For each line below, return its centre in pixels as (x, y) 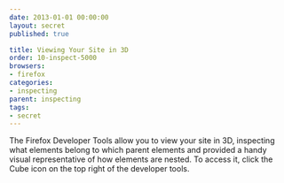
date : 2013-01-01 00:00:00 (59, 17)
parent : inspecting (45, 99)
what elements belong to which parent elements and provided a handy (138, 150)
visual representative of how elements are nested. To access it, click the (141, 159)
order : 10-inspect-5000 (53, 58)
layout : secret (37, 26)
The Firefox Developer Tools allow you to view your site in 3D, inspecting (142, 141)
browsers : (28, 66)
